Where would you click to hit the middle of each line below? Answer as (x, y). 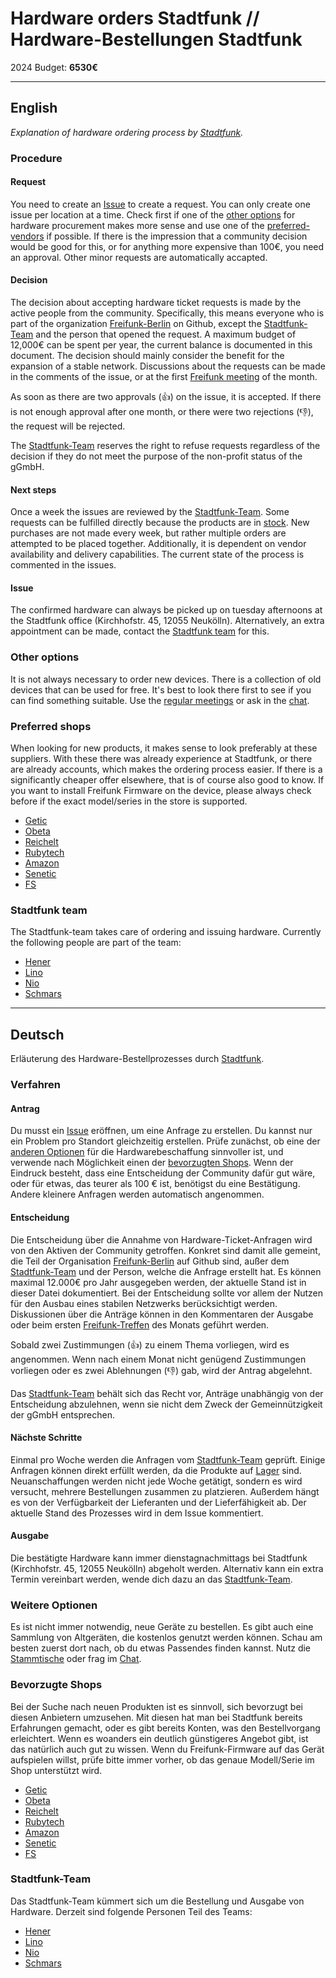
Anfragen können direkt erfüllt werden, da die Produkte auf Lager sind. (156, 1470)
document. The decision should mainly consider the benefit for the (147, 356)
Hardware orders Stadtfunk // (135, 18)
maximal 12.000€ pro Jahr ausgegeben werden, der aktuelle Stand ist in (158, 1282)
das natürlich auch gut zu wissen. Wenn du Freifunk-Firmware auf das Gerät (167, 1749)
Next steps (33, 489)
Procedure (36, 158)
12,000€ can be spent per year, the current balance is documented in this (161, 345)
